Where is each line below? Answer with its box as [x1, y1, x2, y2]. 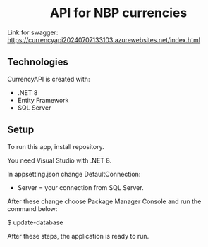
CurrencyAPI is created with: [7, 75, 90, 83]
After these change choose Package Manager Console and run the [7, 197, 202, 205]
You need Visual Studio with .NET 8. [7, 156, 112, 165]
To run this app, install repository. [7, 142, 104, 151]
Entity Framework [17, 96, 69, 104]
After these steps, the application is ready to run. [7, 232, 149, 240]
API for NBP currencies [49, 5, 188, 21]
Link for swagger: [7, 28, 59, 37]
